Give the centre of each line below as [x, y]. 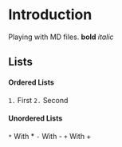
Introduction [50, 15]
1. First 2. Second [38, 100]
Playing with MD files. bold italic [61, 37]
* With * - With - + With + [50, 136]
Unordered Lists [35, 118]
